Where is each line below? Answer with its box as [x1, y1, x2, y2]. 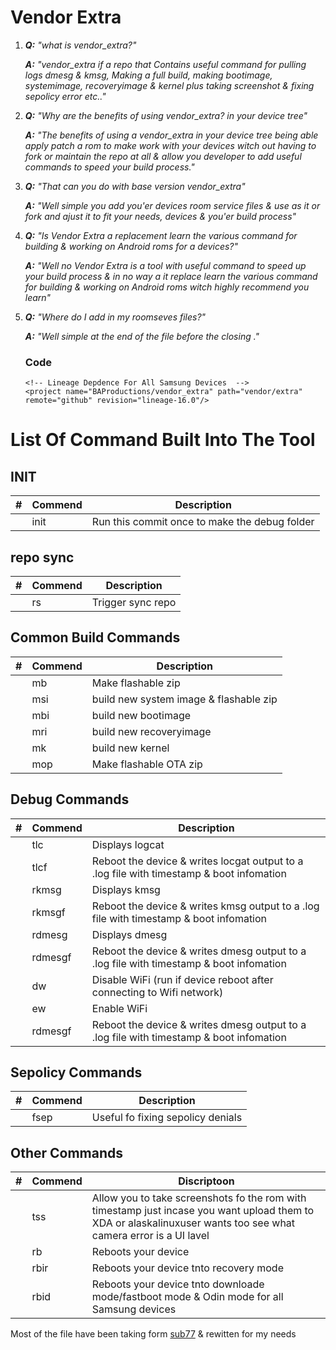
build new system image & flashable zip [91, 692, 278, 706]
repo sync [10, 549, 75, 566]
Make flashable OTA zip [91, 757, 203, 771]
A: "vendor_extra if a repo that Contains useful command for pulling [24, 58, 307, 70]
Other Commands [10, 1144, 124, 1161]
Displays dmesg [91, 927, 168, 941]
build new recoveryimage [91, 724, 212, 738]
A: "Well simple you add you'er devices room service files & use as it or [24, 199, 321, 211]
